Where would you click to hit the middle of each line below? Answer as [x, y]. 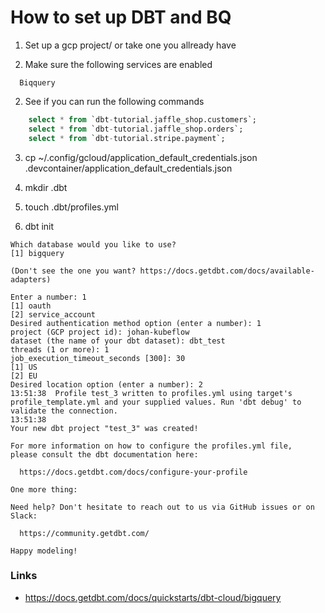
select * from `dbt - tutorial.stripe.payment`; [127, 138]
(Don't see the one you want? [73, 271]
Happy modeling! [44, 551]
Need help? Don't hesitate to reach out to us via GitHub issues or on [162, 507]
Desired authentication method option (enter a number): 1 [136, 323]
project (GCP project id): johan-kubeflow [100, 332]
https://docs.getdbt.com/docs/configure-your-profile [133, 472]
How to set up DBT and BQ [121, 17]
